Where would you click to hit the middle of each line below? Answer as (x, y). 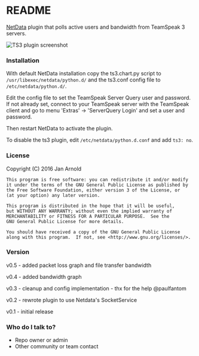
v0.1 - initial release (30, 311)
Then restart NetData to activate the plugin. (59, 129)
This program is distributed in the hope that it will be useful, (91, 206)
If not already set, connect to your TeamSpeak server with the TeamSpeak (98, 104)
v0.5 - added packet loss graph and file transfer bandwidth (79, 265)
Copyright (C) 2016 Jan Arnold (44, 169)
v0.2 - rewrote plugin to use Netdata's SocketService (72, 300)
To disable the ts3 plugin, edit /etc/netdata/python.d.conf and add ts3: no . (99, 140)
